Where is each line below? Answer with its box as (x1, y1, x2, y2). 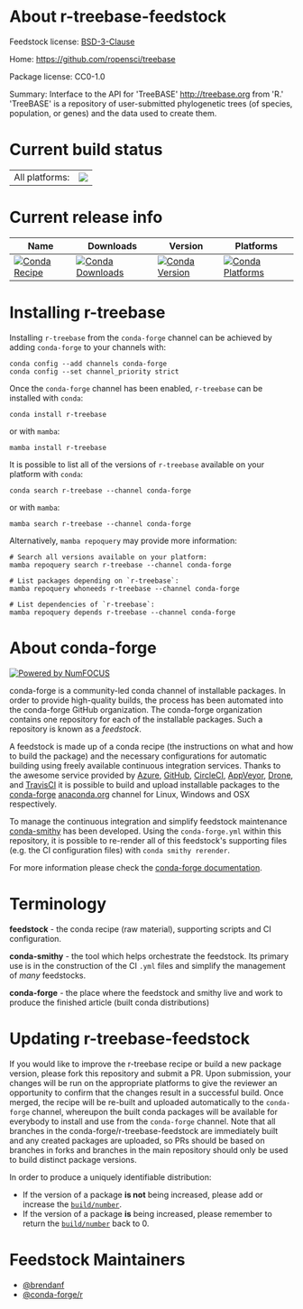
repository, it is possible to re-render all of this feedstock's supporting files (9, 834, 287, 845)
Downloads (87, 239, 138, 252)
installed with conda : (9, 392, 84, 403)
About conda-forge (9, 638, 157, 658)
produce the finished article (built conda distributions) (9, 997, 210, 1008)
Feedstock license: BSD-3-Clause (9, 36, 135, 47)
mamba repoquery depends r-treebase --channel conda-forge (9, 607, 236, 617)
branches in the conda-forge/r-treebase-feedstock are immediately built (9, 1125, 279, 1136)
